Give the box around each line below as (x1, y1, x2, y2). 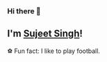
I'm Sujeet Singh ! (7, 28, 83, 40)
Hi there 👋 (7, 6, 42, 16)
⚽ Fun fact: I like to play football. (7, 47, 101, 55)
